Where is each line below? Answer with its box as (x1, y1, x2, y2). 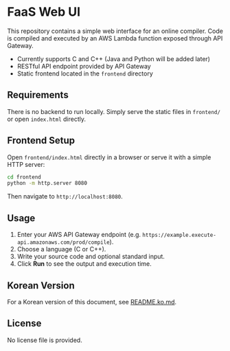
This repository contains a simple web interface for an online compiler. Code (7, 27, 223, 35)
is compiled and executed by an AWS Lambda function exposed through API (7, 34, 223, 42)
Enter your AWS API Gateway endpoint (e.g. (16, 231, 141, 239)
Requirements (7, 89, 69, 101)
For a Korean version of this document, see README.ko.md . (7, 297, 177, 306)
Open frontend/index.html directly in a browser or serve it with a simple (7, 152, 211, 161)
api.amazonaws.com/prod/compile (16, 239, 110, 246)
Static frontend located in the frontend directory (16, 69, 153, 78)
